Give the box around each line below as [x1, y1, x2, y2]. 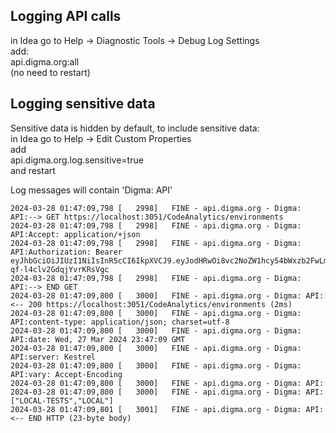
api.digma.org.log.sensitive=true [10, 154, 144, 166]
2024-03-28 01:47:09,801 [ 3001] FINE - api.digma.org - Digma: [10, 404, 302, 414]
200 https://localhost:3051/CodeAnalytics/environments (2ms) [28, 299, 293, 309]
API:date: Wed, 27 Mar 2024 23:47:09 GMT [10, 334, 186, 344]
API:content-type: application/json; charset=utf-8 [10, 317, 230, 327]
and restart [10, 164, 56, 176]
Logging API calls [10, 8, 122, 25]
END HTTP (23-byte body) [28, 413, 132, 423]
